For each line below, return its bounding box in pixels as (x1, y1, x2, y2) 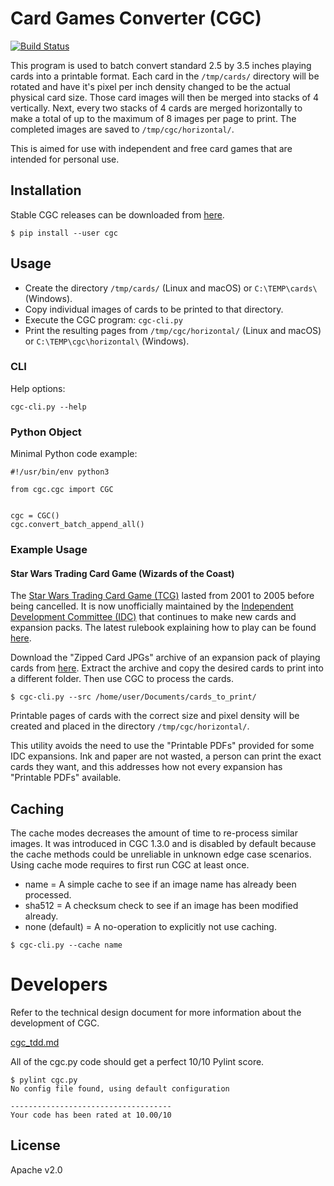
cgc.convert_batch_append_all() (10, 520, 145, 530)
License (10, 1137, 61, 1154)
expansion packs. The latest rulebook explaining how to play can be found (10, 622, 317, 634)
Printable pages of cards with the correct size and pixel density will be (10, 710, 300, 722)
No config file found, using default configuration (10, 1084, 230, 1094)
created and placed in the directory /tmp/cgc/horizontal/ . (10, 720, 250, 732)
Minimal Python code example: (10, 448, 138, 460)
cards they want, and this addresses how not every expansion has (10, 761, 283, 773)
